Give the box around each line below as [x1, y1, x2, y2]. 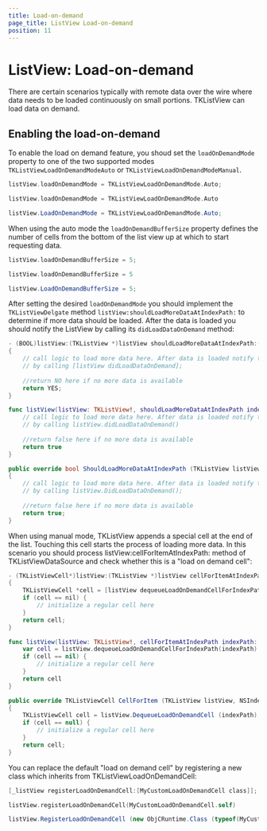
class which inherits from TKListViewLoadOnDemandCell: [8, 771, 197, 781]
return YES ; [22, 384, 62, 392]
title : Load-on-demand [8, 11, 83, 20]
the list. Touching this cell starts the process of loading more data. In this [8, 539, 246, 549]
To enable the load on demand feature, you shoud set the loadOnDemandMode [8, 148, 255, 158]
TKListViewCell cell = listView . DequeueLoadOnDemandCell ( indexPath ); [22, 712, 261, 720]
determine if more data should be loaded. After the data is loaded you [8, 316, 237, 326]
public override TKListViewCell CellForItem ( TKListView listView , [8, 696, 237, 704]
